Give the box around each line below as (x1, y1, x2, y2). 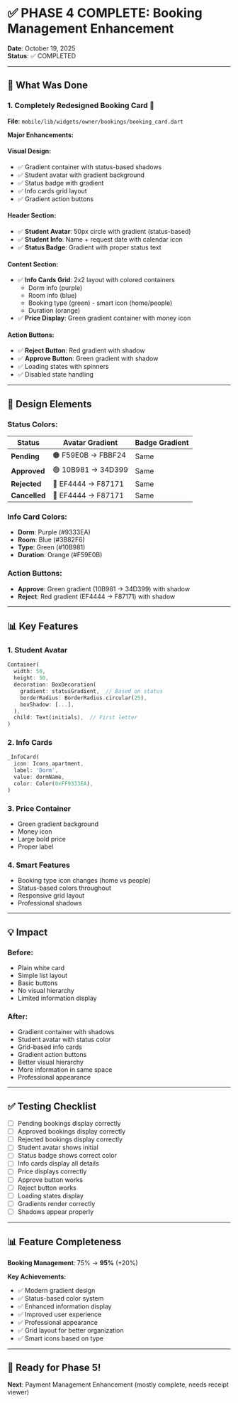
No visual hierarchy (17, 986, 74, 994)
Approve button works (17, 1175, 84, 1184)
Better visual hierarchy (17, 1058, 84, 1067)
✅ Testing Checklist (7, 1100, 97, 1112)
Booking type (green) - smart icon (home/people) (28, 299, 173, 307)
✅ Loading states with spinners (17, 362, 109, 371)
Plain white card (17, 963, 65, 972)
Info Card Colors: (7, 512, 67, 522)
